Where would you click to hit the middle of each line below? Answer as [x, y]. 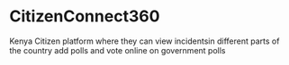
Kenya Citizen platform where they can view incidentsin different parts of [144, 41]
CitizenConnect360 [85, 16]
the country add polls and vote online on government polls [117, 50]
